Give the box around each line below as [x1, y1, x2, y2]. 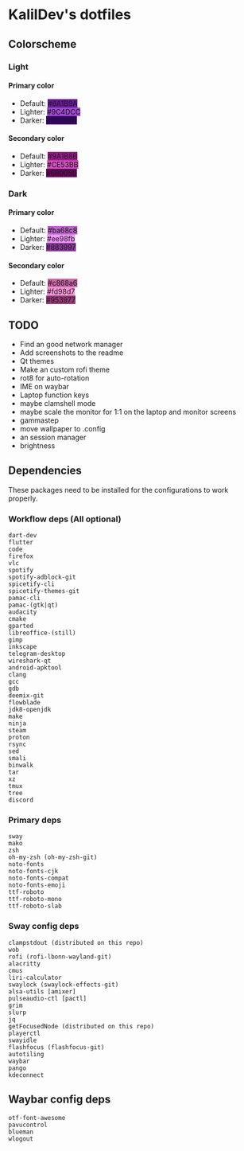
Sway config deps [8, 921, 79, 932]
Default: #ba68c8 [19, 225, 78, 236]
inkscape [8, 643, 37, 651]
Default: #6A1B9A [19, 98, 78, 108]
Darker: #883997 [19, 243, 76, 252]
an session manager [19, 432, 87, 443]
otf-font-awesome [8, 1114, 66, 1122]
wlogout [8, 1134, 34, 1143]
